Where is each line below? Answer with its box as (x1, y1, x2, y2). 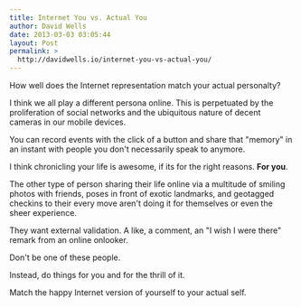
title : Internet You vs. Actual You (9, 13, 147, 23)
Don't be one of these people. (9, 252, 121, 263)
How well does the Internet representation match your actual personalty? (9, 80, 281, 90)
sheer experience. (9, 208, 77, 218)
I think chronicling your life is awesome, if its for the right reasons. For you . (9, 162, 288, 172)
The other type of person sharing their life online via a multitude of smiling (9, 179, 286, 190)
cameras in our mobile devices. (9, 116, 127, 127)
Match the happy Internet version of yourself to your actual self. (9, 287, 247, 298)
